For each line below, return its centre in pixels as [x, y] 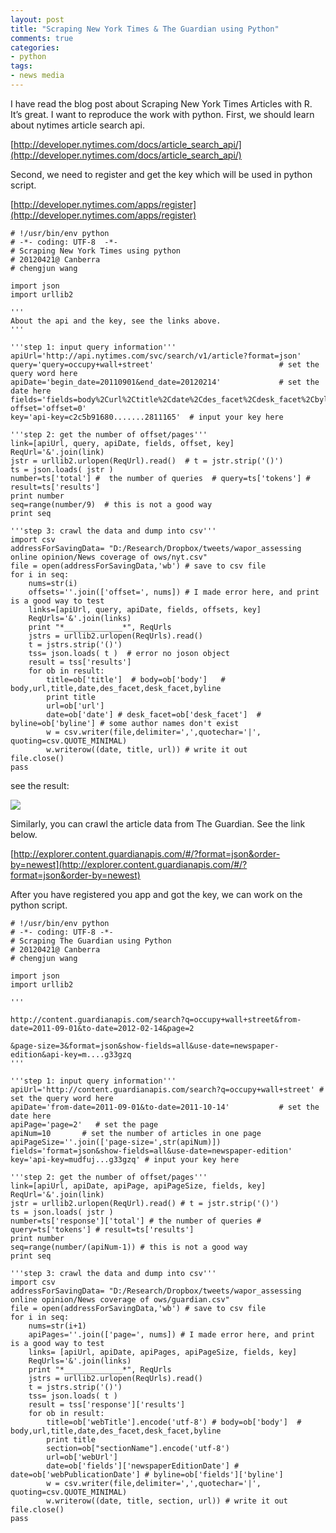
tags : [21, 66]
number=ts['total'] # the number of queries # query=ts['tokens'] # [160, 478]
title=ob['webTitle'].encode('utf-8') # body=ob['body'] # [174, 1422]
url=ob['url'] [75, 706]
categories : [35, 47]
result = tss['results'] [80, 662]
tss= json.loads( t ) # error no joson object [129, 653]
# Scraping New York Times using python [96, 251]
